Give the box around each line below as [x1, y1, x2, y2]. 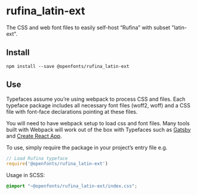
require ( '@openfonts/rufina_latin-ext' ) [6, 161, 109, 167]
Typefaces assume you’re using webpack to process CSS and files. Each [6, 95, 186, 103]
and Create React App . [6, 132, 62, 140]
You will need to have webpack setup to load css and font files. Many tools [6, 119, 190, 126]
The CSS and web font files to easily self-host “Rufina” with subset [6, 24, 171, 31]
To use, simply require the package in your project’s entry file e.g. [6, 144, 168, 151]
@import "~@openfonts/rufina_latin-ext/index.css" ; [6, 183, 137, 189]
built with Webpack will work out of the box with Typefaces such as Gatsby [6, 126, 191, 133]
